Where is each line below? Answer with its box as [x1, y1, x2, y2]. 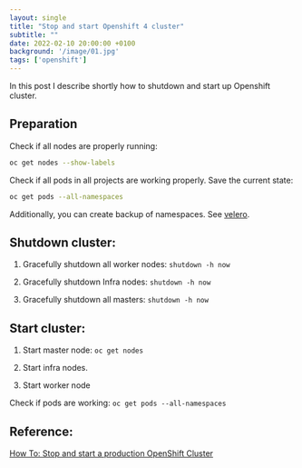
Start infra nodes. [22, 363, 89, 373]
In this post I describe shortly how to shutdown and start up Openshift [9, 81, 270, 91]
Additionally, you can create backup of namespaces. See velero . [9, 208, 250, 219]
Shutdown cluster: [9, 234, 116, 250]
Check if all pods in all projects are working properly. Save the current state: [9, 174, 294, 185]
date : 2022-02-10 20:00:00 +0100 [9, 38, 136, 48]
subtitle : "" [9, 30, 59, 39]
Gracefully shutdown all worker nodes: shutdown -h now [22, 259, 230, 270]
